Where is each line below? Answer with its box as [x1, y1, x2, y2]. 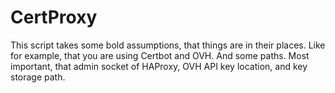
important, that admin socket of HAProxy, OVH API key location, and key [10, 60, 308, 72]
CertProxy [10, 6, 98, 29]
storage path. [10, 71, 66, 83]
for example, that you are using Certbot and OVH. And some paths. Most [10, 49, 310, 61]
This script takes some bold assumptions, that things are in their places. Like [10, 39, 326, 51]
